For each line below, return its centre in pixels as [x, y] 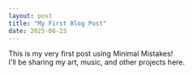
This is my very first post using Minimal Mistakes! [91, 54]
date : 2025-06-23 [38, 31]
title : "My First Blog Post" [58, 23]
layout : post [30, 16]
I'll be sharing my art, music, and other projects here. [96, 62]
